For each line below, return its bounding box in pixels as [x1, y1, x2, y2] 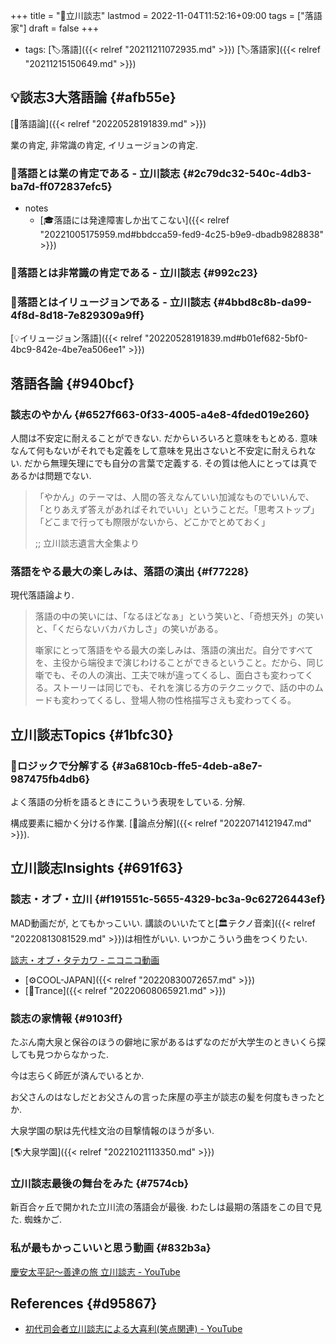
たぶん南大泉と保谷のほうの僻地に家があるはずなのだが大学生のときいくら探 [10, 1035, 326, 1048]
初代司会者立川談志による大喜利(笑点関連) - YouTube [24, 1323, 243, 1335]
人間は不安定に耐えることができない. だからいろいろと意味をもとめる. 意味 [10, 432, 318, 444]
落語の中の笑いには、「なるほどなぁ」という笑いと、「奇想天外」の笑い [34, 610, 324, 623]
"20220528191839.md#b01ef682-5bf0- [144, 332, 308, 344]
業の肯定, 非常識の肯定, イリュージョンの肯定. [10, 139, 198, 151]
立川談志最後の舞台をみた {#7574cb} [10, 1176, 190, 1190]
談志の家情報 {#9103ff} [10, 1011, 123, 1025]
